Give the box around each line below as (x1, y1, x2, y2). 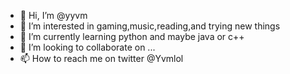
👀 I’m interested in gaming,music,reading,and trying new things (19, 20, 281, 32)
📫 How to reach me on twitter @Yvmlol (19, 53, 184, 64)
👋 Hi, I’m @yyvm (19, 10, 88, 21)
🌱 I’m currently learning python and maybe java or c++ (19, 31, 245, 42)
